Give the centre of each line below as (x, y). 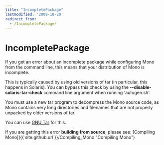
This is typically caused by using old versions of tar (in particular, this (76, 82)
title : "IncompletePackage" (34, 10)
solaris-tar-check (24, 93)
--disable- (140, 87)
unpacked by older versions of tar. (40, 113)
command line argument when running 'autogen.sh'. (97, 93)
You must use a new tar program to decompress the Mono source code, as (82, 102)
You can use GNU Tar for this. (36, 123)
